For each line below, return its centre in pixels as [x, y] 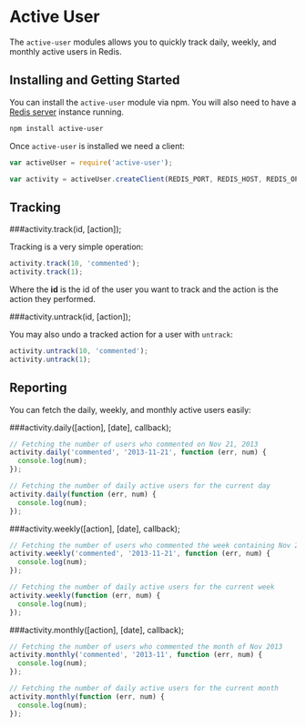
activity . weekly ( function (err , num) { [85, 595]
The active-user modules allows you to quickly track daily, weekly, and [143, 42]
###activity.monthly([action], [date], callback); [97, 630]
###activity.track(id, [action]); [66, 229]
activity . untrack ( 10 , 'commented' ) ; [79, 351]
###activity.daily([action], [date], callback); [91, 427]
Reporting [38, 388]
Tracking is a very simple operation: [76, 247]
